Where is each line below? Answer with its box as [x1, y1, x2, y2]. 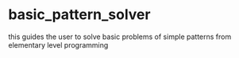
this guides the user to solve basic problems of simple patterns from [8, 32, 232, 41]
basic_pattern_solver [8, 6, 151, 24]
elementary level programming [8, 40, 109, 49]
